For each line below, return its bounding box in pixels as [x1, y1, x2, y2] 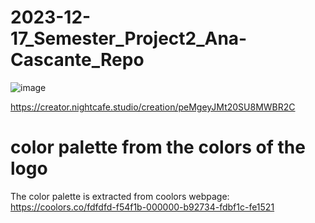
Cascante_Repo [10, 49, 145, 71]
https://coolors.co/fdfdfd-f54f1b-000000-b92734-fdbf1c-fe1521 [10, 201, 275, 213]
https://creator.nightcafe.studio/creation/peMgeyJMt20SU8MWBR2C [10, 101, 296, 113]
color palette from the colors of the [10, 136, 306, 159]
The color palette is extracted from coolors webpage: [10, 190, 230, 202]
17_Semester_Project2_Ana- [10, 27, 248, 50]
